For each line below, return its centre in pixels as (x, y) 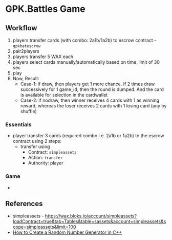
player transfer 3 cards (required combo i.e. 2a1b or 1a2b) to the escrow (88, 136)
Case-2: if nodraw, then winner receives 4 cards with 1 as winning (90, 100)
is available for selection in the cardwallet (64, 95)
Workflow (21, 28)
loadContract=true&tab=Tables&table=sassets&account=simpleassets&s (89, 221)
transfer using (35, 146)
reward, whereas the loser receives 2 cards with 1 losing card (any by (93, 106)
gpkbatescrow (27, 46)
